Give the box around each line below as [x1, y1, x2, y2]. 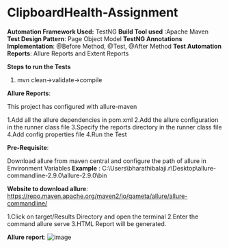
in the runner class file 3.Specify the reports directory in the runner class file [7, 123, 222, 131]
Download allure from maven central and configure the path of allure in [7, 156, 206, 165]
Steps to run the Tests [7, 62, 71, 71]
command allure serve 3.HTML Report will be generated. [7, 219, 167, 227]
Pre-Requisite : [7, 143, 49, 151]
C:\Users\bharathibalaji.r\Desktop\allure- [101, 164, 217, 172]
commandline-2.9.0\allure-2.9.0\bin [7, 171, 107, 179]
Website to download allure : [7, 184, 88, 193]
